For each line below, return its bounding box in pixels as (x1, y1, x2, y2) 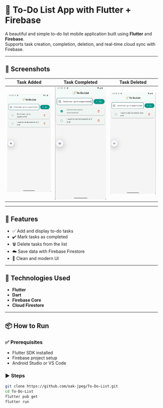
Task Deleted (119, 79, 147, 85)
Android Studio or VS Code (12, 360, 66, 366)
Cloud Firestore (12, 302, 45, 308)
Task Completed (64, 79, 98, 85)
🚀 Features (5, 215, 38, 223)
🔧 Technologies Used (5, 274, 70, 282)
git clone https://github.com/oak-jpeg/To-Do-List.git (5, 384, 118, 389)
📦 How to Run (5, 321, 49, 330)
